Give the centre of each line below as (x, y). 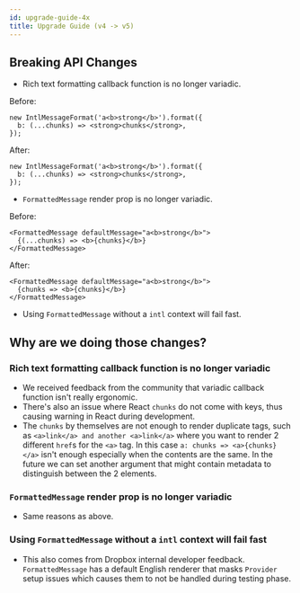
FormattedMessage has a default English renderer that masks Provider (150, 569)
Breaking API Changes (73, 62)
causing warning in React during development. (109, 416)
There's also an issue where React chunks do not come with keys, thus (152, 407)
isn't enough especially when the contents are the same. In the (157, 454)
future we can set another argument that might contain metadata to (147, 464)
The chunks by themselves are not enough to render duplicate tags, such (157, 426)
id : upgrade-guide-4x (50, 18)
